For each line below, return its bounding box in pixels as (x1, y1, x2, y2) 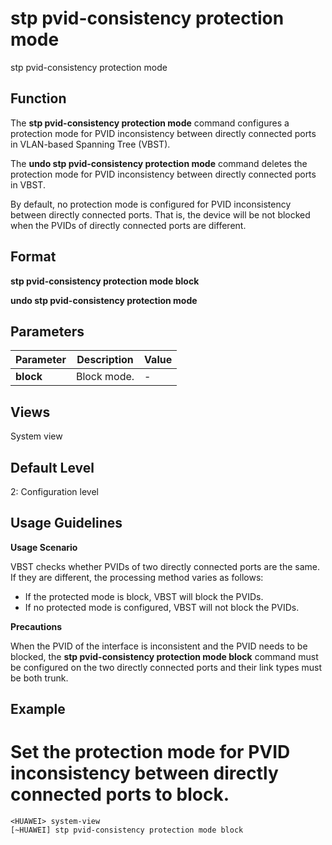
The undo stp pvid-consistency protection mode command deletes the (10, 157, 308, 169)
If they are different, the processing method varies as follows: (10, 571, 264, 583)
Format (10, 248, 57, 266)
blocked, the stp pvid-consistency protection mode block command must (10, 650, 319, 662)
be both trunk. (10, 672, 69, 684)
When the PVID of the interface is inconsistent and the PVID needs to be (10, 640, 308, 652)
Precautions (10, 620, 63, 632)
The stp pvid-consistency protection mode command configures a (10, 117, 290, 129)
